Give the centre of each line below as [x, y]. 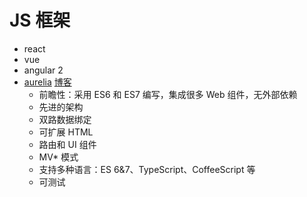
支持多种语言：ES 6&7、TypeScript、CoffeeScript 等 [147, 169]
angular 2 [43, 70]
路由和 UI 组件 [67, 144]
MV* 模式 [58, 157]
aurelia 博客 [47, 82]
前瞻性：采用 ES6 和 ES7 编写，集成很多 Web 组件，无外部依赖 [168, 94]
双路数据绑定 [65, 119]
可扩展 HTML [66, 132]
